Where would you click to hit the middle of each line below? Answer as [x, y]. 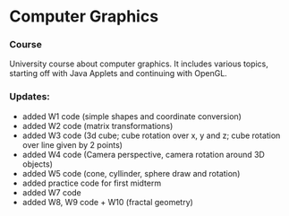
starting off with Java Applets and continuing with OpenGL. [119, 73]
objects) [38, 164]
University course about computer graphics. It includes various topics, [139, 64]
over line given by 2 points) [72, 144]
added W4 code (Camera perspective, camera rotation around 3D [144, 154]
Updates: [30, 97]
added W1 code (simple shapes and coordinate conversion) [132, 116]
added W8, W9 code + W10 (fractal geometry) [108, 202]
